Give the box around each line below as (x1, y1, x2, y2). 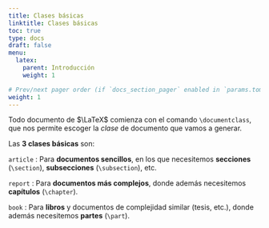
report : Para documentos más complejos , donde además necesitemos (8, 178, 247, 188)
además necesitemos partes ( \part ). (8, 211, 130, 221)
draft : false (8, 42, 52, 50)
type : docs (8, 34, 45, 42)
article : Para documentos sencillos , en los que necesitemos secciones (8, 154, 251, 164)
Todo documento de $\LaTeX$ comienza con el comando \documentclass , (8, 115, 252, 125)
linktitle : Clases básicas (8, 19, 98, 27)
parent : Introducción (22, 64, 94, 72)
